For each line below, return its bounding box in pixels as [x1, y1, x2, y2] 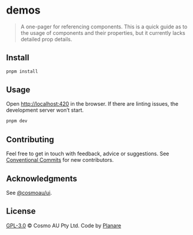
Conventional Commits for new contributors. [6, 156, 114, 164]
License [6, 206, 36, 216]
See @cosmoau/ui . [6, 189, 52, 196]
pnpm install [6, 68, 38, 74]
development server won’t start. [6, 107, 84, 114]
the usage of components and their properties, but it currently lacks [20, 29, 186, 36]
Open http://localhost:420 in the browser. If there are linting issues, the [6, 100, 179, 107]
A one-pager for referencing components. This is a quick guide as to [20, 23, 188, 30]
